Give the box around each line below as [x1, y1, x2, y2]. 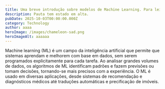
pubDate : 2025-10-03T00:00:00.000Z [5, 16, 78, 21]
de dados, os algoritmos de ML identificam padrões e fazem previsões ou [5, 63, 154, 69]
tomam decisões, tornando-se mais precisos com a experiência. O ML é [5, 68, 151, 74]
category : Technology [5, 20, 50, 26]
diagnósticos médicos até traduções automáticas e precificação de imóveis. [5, 78, 159, 84]
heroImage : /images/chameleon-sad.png [5, 30, 84, 35]
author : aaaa [5, 25, 32, 30]
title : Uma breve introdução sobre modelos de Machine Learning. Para [5, 7, 153, 12]
